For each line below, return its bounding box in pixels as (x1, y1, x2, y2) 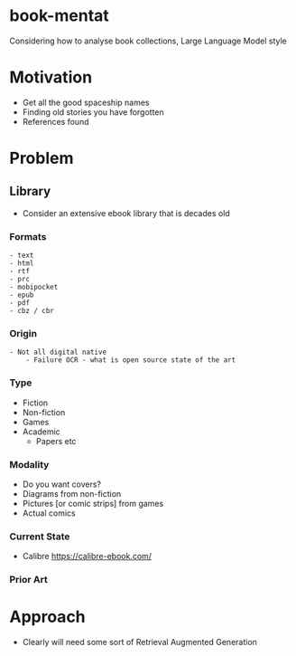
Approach (9, 607, 86, 627)
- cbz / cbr (9, 307, 54, 316)
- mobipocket (9, 282, 59, 292)
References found (22, 116, 89, 127)
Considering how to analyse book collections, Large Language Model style (9, 35, 287, 46)
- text (9, 251, 34, 261)
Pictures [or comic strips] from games (22, 499, 164, 509)
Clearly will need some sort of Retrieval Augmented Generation (22, 637, 257, 648)
